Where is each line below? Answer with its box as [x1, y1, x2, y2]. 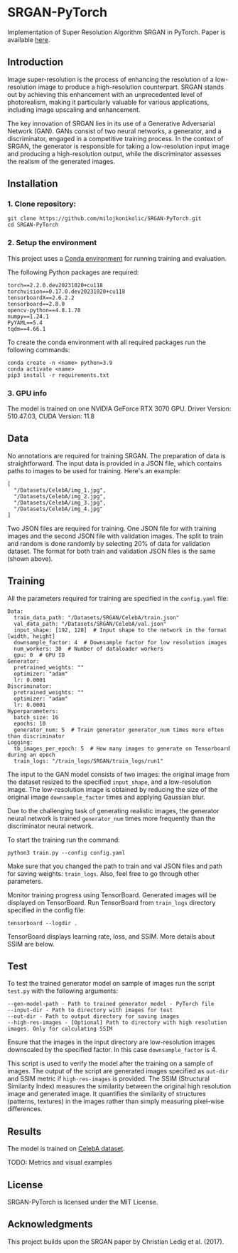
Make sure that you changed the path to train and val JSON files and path [7, 862, 222, 870]
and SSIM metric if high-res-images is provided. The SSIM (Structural [7, 1074, 210, 1083]
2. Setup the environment [7, 238, 97, 248]
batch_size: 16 [13, 713, 59, 721]
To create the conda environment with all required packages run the [7, 338, 206, 346]
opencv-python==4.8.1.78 [7, 306, 81, 314]
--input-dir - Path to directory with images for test [7, 1006, 173, 1014]
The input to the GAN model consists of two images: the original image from [7, 770, 229, 778]
